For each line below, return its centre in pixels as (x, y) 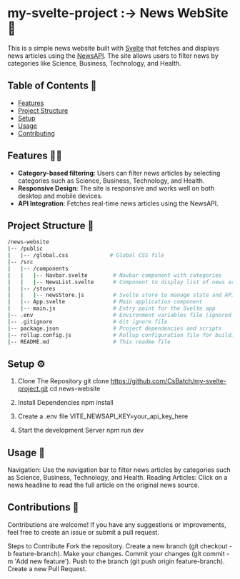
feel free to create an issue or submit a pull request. (83, 532)
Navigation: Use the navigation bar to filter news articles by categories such (119, 470)
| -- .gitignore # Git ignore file (87, 322)
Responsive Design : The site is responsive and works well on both (116, 188)
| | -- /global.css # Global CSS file (86, 256)
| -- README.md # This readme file (89, 342)
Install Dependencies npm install (65, 403)
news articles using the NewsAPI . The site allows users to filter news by (113, 56)
